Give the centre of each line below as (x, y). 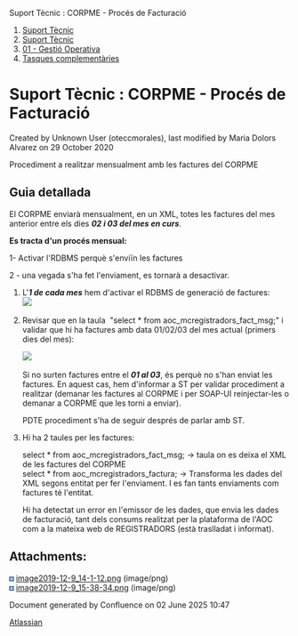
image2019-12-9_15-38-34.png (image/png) (96, 587)
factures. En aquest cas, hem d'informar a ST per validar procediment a (153, 384)
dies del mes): (48, 339)
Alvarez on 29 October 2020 (61, 147)
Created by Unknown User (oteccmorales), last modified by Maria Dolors (143, 138)
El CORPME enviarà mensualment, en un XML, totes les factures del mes (142, 213)
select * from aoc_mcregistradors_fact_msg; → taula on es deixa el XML (154, 455)
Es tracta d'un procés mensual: (68, 240)
